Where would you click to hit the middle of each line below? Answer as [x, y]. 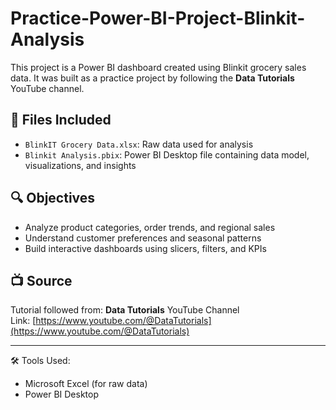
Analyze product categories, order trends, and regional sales [150, 227]
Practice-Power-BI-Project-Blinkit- [158, 18]
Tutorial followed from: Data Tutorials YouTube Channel [125, 310]
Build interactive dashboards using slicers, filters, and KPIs [145, 248]
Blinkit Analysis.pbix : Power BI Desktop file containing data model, [167, 154]
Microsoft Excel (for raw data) [86, 384]
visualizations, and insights [80, 165]
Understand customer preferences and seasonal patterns [143, 238]
